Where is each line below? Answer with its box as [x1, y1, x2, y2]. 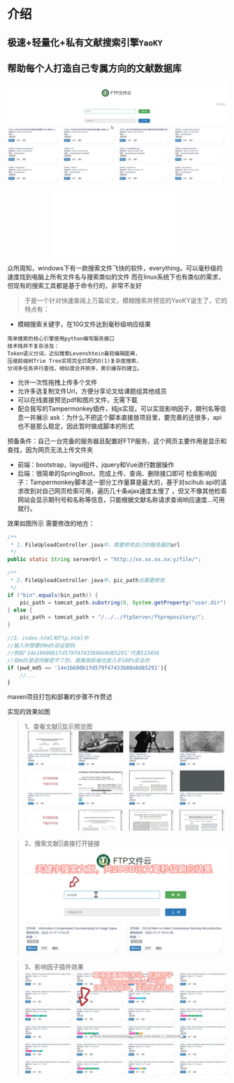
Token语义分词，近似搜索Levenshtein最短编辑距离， [7, 350, 141, 357]
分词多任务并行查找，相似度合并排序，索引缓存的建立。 [7, 365, 143, 372]
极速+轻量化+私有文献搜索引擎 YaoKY [7, 36, 163, 48]
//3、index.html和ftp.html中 [7, 635, 89, 642]
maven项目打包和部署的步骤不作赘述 [7, 693, 112, 701]
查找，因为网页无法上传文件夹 [7, 446, 93, 454]
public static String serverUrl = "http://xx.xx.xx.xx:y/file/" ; [7, 556, 201, 563]
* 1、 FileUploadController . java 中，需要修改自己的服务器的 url [10, 541, 180, 549]
